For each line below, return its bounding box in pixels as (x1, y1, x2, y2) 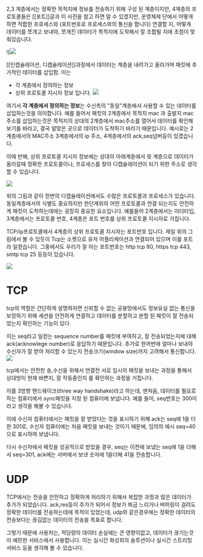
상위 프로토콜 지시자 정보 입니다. (15, 89, 92, 96)
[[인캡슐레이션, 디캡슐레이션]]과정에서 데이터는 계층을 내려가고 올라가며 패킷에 (6, 61, 191, 68)
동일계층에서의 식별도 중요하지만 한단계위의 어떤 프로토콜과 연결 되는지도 (6, 200, 178, 207)
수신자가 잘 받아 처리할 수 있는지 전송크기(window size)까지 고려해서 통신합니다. (6, 348, 196, 355)
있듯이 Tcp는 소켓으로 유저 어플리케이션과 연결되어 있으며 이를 (35, 235, 182, 243)
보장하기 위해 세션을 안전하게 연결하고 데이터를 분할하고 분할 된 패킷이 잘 (6, 312, 178, 319)
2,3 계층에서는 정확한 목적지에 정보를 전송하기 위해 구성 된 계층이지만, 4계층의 (6, 5, 191, 12)
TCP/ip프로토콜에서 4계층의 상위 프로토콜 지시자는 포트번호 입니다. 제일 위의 (6, 228, 187, 235)
